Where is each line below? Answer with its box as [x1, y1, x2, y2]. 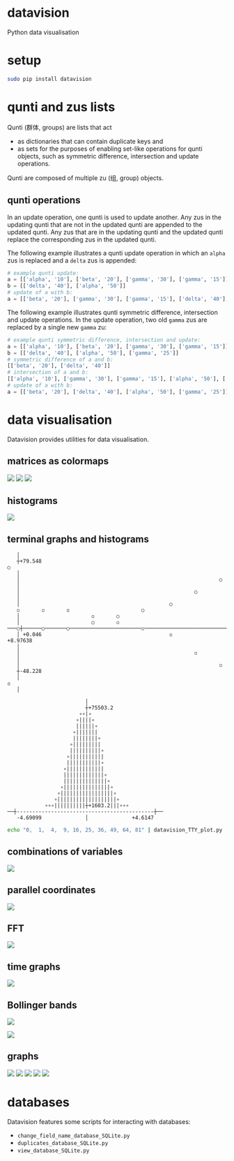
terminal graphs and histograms [7, 533, 150, 545]
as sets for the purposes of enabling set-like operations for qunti [17, 145, 203, 153]
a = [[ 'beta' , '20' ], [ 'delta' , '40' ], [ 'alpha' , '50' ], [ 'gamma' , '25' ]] [7, 388, 229, 395]
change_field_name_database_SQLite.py [17, 1132, 130, 1139]
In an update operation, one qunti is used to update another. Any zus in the [7, 213, 221, 221]
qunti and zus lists [7, 99, 116, 114]
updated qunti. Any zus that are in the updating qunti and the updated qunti [7, 228, 224, 236]
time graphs [7, 961, 61, 973]
